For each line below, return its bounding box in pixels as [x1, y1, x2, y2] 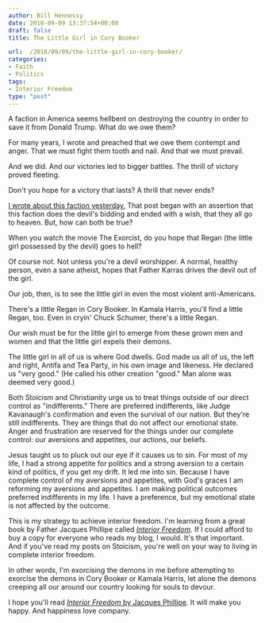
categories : [8, 56, 48, 63]
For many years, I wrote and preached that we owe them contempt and [8, 138, 240, 148]
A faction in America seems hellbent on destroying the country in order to [8, 114, 248, 124]
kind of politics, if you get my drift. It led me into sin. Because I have [8, 467, 230, 477]
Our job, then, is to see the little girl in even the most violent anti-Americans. [8, 289, 256, 298]
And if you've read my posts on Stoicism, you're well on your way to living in [8, 541, 258, 552]
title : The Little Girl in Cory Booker [8, 33, 140, 42]
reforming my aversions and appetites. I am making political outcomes [8, 484, 238, 494]
